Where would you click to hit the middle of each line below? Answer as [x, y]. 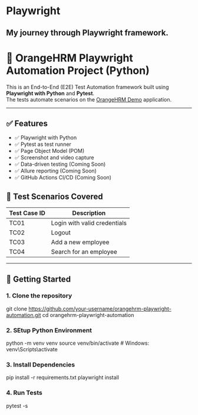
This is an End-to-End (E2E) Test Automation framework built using [88, 87]
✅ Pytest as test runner [43, 144]
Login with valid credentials [89, 223]
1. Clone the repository [39, 296]
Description [89, 213]
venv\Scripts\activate [32, 349]
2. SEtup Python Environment [49, 330]
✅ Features [27, 123]
